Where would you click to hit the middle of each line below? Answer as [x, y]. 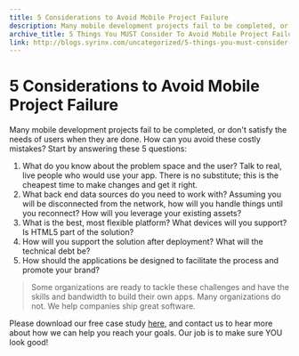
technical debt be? [56, 251]
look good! [29, 343]
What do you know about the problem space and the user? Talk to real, [152, 166]
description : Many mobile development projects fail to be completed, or [149, 26]
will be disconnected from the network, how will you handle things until [152, 204]
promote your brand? [61, 270]
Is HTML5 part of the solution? [78, 232]
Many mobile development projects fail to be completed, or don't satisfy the [148, 130]
